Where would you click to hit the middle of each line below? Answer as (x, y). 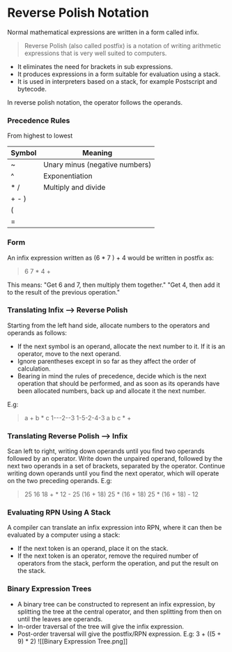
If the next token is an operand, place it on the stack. (93, 549)
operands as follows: (37, 332)
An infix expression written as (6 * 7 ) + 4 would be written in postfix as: (111, 258)
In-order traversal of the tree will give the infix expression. (101, 626)
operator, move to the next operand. (69, 353)
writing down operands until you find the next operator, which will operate (113, 473)
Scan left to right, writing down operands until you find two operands (106, 451)
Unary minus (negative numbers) (97, 165)
